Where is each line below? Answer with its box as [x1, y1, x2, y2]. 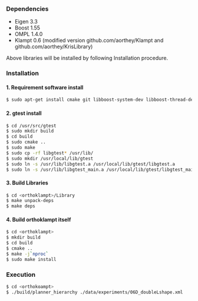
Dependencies [6, 5, 49, 13]
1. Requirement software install [6, 84, 84, 91]
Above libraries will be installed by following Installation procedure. [6, 55, 169, 62]
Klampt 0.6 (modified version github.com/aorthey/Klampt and [14, 37, 164, 44]
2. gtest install [6, 110, 42, 117]
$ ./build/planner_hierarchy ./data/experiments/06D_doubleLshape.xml [6, 289, 183, 295]
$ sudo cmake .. [6, 139, 46, 145]
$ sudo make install [6, 256, 57, 262]
